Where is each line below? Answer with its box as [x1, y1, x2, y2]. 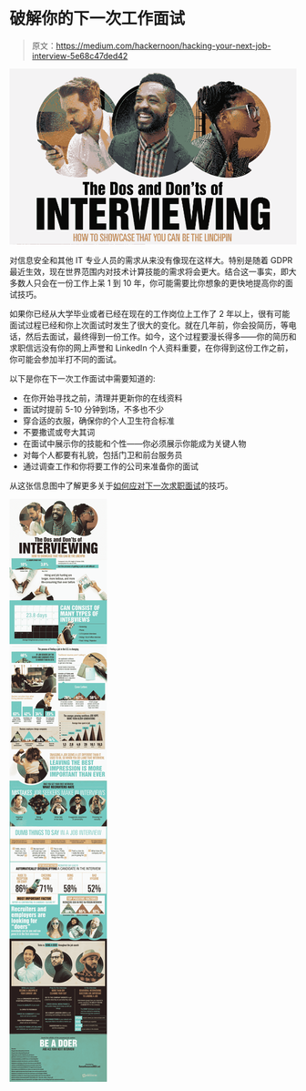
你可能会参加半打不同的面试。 [9, 353, 121, 364]
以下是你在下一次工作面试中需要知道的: [9, 372, 157, 383]
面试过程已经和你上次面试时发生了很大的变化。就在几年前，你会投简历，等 [9, 320, 289, 331]
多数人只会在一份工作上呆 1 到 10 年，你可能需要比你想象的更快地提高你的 [9, 277, 285, 288]
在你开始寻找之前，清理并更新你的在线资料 [22, 393, 183, 403]
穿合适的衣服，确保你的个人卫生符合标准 [22, 415, 175, 426]
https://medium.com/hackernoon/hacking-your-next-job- [56, 40, 271, 51]
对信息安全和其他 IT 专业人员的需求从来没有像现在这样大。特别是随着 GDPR [9, 254, 293, 265]
